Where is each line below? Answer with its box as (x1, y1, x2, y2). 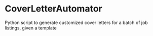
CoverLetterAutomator (5, 3, 102, 14)
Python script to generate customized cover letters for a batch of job (5, 19, 148, 25)
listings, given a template (5, 24, 57, 30)
